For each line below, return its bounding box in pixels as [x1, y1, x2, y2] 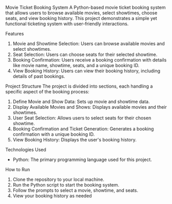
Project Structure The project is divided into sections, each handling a [5, 83, 153, 89]
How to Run [5, 167, 30, 172]
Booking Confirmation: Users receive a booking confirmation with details [12, 57, 167, 63]
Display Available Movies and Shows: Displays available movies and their [12, 104, 167, 110]
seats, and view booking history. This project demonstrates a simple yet [5, 15, 158, 21]
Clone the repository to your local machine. [12, 176, 104, 182]
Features [5, 31, 24, 36]
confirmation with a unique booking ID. [12, 131, 95, 137]
